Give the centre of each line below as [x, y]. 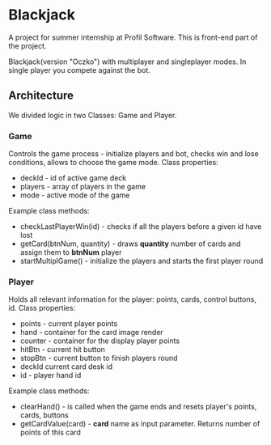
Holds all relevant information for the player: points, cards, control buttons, [132, 299]
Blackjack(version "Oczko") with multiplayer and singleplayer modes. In [127, 61]
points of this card [50, 432]
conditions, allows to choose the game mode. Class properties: [113, 163]
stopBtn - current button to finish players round [99, 358]
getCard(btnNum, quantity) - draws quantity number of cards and [130, 244]
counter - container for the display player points [100, 341]
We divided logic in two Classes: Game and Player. [93, 115]
